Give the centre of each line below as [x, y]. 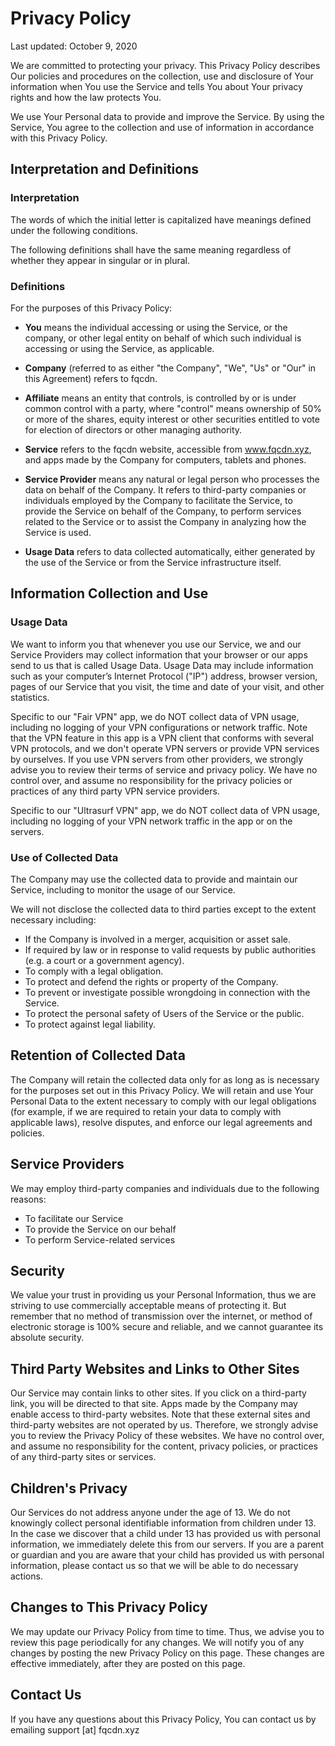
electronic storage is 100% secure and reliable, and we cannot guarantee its [167, 1327]
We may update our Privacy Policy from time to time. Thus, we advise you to [167, 1631]
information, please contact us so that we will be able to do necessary [154, 1565]
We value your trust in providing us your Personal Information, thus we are [163, 1295]
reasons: [28, 1199]
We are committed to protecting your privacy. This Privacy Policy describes [165, 65]
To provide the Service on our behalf [100, 1229]
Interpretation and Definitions [104, 169]
